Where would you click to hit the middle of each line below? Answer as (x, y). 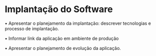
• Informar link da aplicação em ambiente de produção (62, 38)
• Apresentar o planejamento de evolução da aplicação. (63, 48)
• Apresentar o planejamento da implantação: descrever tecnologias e (78, 23)
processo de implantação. (32, 28)
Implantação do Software (59, 9)
